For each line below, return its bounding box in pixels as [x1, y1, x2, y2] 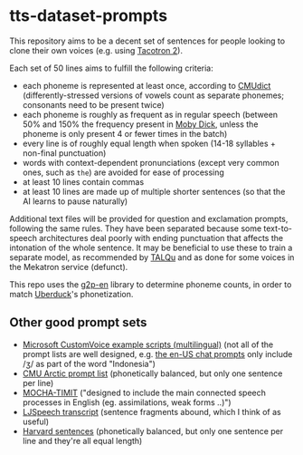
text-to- [263, 223, 292, 234]
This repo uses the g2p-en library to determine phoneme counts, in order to [9, 278, 292, 290]
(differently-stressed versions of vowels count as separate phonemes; [22, 90, 285, 101]
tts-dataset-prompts [9, 5, 168, 26]
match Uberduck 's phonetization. [9, 288, 134, 299]
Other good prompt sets [9, 315, 147, 331]
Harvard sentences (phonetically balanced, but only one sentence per [22, 425, 284, 436]
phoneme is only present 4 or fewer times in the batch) [22, 128, 228, 139]
